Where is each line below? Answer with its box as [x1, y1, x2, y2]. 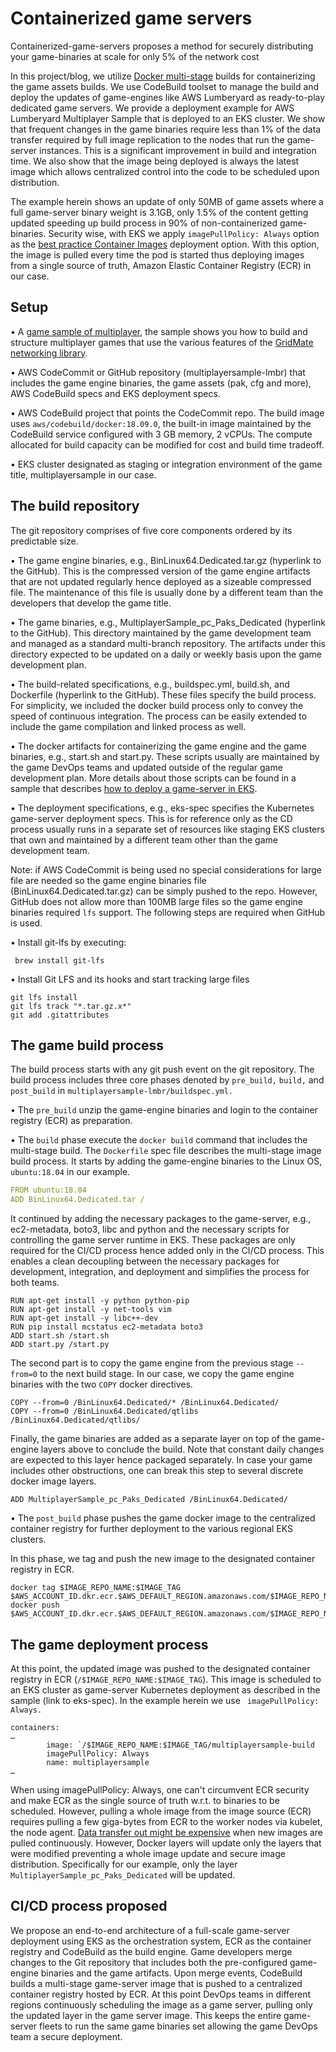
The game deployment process [10, 1636, 209, 1653]
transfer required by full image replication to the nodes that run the [10, 133, 285, 146]
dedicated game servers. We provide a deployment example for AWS [10, 102, 295, 114]
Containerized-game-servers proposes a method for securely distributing [10, 40, 314, 52]
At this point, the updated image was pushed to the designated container [10, 1662, 311, 1674]
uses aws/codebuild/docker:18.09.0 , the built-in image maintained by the [10, 417, 312, 429]
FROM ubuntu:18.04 [10, 1185, 87, 1196]
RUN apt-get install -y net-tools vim [10, 1305, 172, 1315]
